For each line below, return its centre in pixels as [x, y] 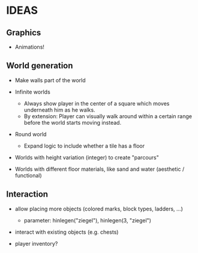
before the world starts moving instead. [73, 122]
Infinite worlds [33, 92]
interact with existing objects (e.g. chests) [67, 232]
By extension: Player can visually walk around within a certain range [108, 116]
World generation [40, 66]
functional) [28, 175]
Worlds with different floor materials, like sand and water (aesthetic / [100, 169]
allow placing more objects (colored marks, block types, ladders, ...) [99, 209]
